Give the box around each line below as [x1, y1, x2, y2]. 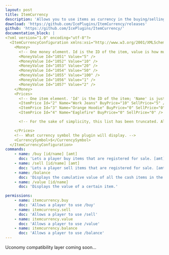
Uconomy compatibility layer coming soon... [5, 244, 97, 250]
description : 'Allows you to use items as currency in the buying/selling [5, 17, 165, 22]
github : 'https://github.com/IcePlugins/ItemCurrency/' [5, 26, 125, 31]
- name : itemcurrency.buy [14, 198, 69, 203]
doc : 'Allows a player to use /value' [18, 221, 100, 226]
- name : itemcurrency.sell [14, 207, 71, 212]
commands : [5, 147, 26, 152]
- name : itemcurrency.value [14, 216, 73, 221]
